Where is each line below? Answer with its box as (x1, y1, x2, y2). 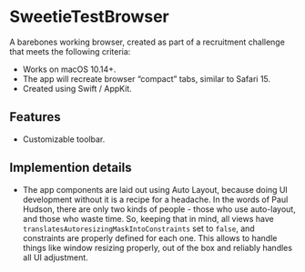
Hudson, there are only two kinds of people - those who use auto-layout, (22, 203, 296, 215)
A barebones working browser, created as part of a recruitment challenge (9, 36, 285, 47)
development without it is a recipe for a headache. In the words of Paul (22, 194, 289, 205)
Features (9, 109, 61, 125)
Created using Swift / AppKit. (22, 83, 132, 94)
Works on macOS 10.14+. (22, 64, 117, 75)
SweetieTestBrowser (9, 6, 170, 27)
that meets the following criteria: (9, 45, 131, 56)
